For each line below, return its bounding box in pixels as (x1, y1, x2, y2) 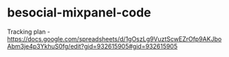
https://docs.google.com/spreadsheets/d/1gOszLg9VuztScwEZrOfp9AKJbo (7, 34, 222, 43)
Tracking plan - (7, 27, 50, 36)
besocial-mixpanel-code (7, 5, 151, 21)
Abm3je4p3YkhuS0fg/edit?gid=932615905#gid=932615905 (7, 42, 178, 50)
